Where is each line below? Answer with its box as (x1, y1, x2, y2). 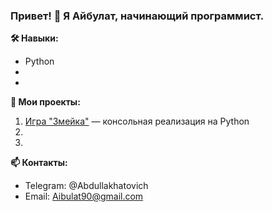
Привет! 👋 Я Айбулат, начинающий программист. (10, 9, 265, 23)
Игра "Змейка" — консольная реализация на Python (24, 115, 250, 128)
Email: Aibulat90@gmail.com (24, 190, 144, 203)
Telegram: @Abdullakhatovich (24, 180, 149, 192)
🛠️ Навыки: (10, 32, 59, 44)
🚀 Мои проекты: (10, 96, 81, 108)
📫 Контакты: (10, 157, 68, 169)
